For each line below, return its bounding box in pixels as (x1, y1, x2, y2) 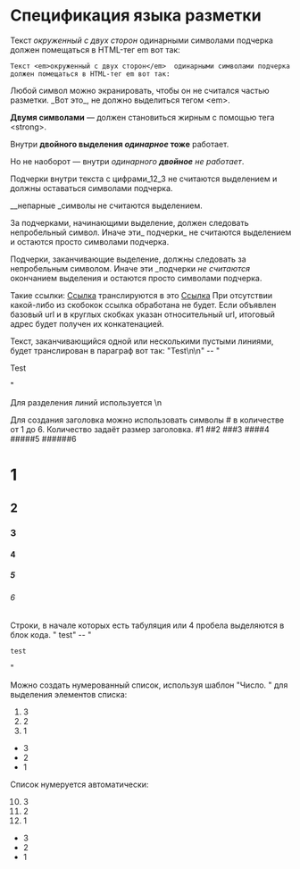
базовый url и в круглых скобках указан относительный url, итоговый (10, 309, 275, 320)
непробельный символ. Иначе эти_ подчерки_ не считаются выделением (10, 227, 292, 238)
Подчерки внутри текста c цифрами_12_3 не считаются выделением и (10, 173, 278, 184)
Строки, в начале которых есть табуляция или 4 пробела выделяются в (10, 620, 285, 631)
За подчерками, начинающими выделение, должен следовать (10, 217, 249, 228)
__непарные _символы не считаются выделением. (10, 200, 204, 211)
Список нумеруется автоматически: (10, 779, 149, 790)
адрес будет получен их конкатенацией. (10, 318, 164, 329)
